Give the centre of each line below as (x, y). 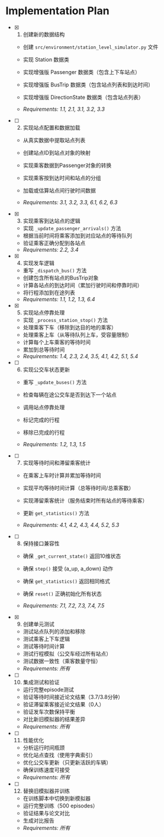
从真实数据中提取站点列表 (54, 140)
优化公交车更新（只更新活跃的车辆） (67, 762)
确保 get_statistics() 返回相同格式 (67, 581)
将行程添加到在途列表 (49, 292)
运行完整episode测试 (49, 689)
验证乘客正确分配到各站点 (54, 243)
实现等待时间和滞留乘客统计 (57, 462)
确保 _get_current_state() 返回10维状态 (72, 556)
